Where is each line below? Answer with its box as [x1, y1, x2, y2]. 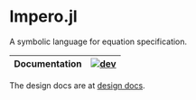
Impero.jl [9, 6, 79, 27]
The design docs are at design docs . [9, 79, 146, 91]
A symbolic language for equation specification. [9, 36, 188, 47]
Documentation [14, 57, 83, 69]
